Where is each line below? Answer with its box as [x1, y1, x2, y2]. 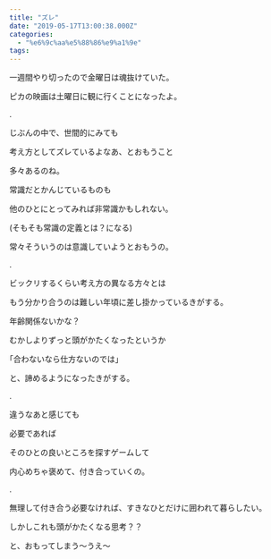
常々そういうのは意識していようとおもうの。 [9, 241, 174, 252]
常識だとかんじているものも [9, 184, 112, 195]
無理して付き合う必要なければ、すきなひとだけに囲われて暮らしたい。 [9, 503, 267, 513]
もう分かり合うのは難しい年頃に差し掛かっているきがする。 [9, 297, 228, 308]
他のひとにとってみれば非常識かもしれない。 [9, 203, 174, 215]
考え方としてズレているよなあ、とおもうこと [9, 147, 174, 157]
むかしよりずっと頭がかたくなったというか [9, 335, 166, 345]
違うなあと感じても [9, 409, 80, 420]
